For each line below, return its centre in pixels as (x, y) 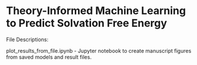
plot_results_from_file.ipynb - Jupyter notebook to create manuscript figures (99, 50)
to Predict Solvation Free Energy (87, 23)
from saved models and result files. (49, 57)
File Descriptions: (27, 39)
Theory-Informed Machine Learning (96, 11)
